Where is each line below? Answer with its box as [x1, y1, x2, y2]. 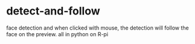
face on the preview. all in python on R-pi [6, 30, 109, 37]
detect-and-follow [6, 4, 101, 18]
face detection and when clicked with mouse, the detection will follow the [6, 24, 189, 31]
